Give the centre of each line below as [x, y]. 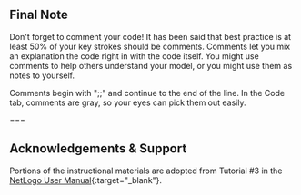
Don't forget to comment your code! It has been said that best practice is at [150, 36]
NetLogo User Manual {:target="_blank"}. [85, 180]
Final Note [39, 15]
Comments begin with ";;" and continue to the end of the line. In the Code [147, 93]
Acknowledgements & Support [98, 149]
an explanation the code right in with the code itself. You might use [134, 56]
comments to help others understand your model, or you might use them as [151, 65]
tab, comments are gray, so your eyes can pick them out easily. [128, 102]
